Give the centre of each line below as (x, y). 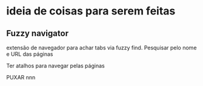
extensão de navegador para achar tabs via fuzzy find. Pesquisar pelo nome (101, 48)
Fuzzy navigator (37, 33)
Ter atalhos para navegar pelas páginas (55, 66)
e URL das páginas (30, 54)
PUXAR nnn (21, 77)
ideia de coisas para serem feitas (91, 11)
